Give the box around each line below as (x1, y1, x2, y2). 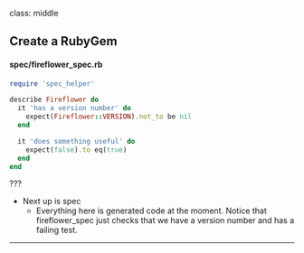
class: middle (9, 8, 59, 18)
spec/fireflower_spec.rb (9, 59, 103, 70)
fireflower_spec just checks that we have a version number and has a (35, 215, 295, 226)
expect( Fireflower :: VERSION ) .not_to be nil (25, 112, 193, 121)
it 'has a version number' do (17, 104, 131, 113)
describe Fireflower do (9, 95, 100, 105)
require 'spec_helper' (9, 79, 95, 89)
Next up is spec (22, 196, 81, 207)
